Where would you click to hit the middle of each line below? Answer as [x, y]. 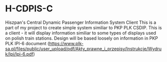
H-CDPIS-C [29, 9]
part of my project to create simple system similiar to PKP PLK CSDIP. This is [83, 27]
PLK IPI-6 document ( [27, 43]
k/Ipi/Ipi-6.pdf [19, 54]
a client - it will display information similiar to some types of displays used [81, 33]
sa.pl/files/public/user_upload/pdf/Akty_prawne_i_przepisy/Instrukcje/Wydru [83, 49]
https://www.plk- [66, 43]
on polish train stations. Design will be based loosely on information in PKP [82, 38]
